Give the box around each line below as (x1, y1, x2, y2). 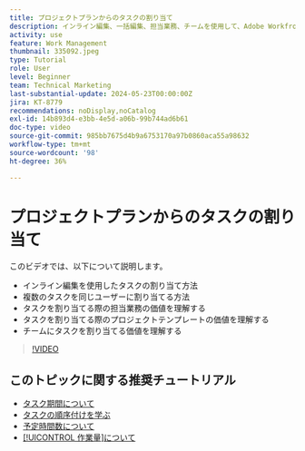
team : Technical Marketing (9, 81, 112, 90)
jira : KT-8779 (9, 97, 64, 107)
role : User (9, 64, 51, 74)
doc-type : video (9, 123, 71, 132)
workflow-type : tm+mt (9, 140, 92, 149)
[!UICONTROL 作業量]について (22, 432, 136, 443)
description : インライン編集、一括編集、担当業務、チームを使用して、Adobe (9, 22, 265, 31)
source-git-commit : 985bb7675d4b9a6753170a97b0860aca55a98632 (9, 132, 250, 141)
